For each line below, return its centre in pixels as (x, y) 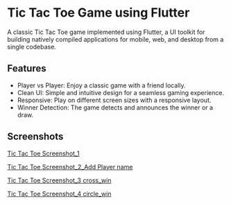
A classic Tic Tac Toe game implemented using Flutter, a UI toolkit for (106, 32)
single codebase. (32, 46)
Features (27, 68)
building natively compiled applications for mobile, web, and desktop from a (115, 39)
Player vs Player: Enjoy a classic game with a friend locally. (101, 85)
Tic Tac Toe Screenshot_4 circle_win (59, 194)
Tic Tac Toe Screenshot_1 (43, 153)
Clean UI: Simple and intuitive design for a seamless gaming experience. (120, 92)
